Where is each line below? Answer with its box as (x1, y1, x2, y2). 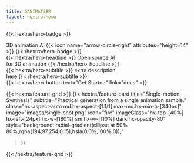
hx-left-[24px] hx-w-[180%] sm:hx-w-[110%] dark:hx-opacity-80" (6, 115, 166, 122)
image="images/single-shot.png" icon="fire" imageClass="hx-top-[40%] (6, 109, 184, 116)
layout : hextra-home (6, 14, 57, 20)
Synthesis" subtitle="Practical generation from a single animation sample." (6, 96, 187, 103)
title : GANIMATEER (6, 8, 51, 15)
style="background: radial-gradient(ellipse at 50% (6, 121, 128, 128)
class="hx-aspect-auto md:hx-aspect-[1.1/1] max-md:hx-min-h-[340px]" (6, 103, 182, 110)
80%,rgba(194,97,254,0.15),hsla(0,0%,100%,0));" (6, 127, 124, 135)
